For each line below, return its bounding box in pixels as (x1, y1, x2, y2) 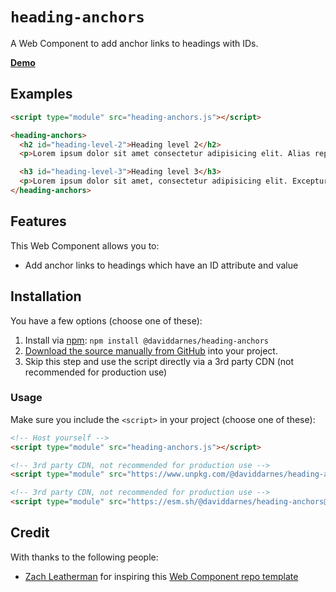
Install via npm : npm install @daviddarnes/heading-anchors (24, 334, 269, 346)
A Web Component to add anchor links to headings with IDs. (10, 37, 259, 49)
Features (10, 213, 67, 230)
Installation (10, 288, 82, 305)
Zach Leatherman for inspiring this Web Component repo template (24, 570, 299, 582)
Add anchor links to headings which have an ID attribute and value (24, 259, 299, 271)
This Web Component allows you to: (10, 239, 160, 252)
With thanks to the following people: (10, 551, 159, 563)
